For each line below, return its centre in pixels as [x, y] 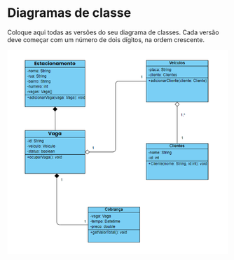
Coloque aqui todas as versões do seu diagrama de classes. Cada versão [113, 32]
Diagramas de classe [69, 13]
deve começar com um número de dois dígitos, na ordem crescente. [106, 39]
